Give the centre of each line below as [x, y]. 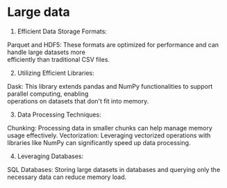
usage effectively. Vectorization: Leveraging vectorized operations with [109, 135]
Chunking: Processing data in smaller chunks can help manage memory [110, 128]
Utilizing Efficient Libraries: [56, 73]
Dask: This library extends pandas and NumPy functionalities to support [110, 86]
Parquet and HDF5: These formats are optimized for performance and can [113, 44]
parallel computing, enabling [48, 94]
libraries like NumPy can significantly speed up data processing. [99, 142]
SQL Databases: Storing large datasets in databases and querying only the [114, 169]
